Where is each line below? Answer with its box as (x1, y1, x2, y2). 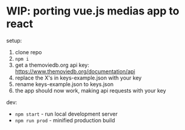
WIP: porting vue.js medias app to (6, 4, 180, 18)
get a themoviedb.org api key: (14, 61, 89, 69)
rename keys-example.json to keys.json (14, 80, 114, 88)
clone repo (14, 48, 42, 55)
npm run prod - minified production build (14, 116, 116, 124)
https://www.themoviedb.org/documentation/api (14, 67, 136, 75)
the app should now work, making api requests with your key (14, 87, 166, 94)
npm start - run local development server (14, 110, 118, 117)
